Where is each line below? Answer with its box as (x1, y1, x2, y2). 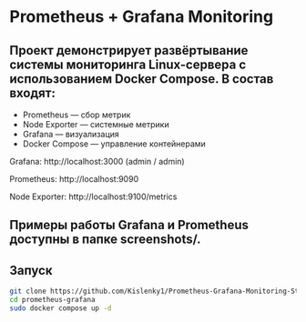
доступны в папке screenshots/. (9, 232, 202, 247)
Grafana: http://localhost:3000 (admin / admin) (9, 156, 185, 166)
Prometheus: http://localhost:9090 (9, 174, 139, 184)
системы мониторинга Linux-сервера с (9, 56, 247, 72)
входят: (9, 85, 56, 101)
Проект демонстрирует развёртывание (9, 43, 249, 58)
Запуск (9, 262, 53, 278)
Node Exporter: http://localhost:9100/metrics (9, 191, 178, 202)
